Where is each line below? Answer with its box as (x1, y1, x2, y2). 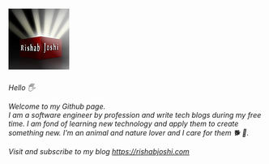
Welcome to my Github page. (8, 101, 106, 111)
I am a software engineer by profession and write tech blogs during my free (8, 110, 262, 119)
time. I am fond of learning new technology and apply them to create (8, 119, 239, 128)
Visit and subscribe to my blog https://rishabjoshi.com (8, 146, 190, 156)
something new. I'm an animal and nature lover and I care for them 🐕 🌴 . (8, 127, 250, 137)
